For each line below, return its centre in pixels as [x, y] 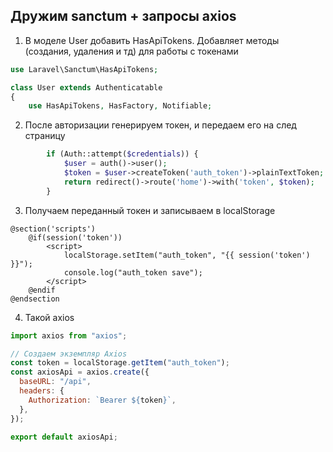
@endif [42, 290]
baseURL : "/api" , [55, 382]
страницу [45, 136]
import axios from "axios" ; [69, 335]
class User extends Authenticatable [86, 87]
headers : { [42, 391]
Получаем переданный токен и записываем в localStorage [150, 210]
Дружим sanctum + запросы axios [123, 16]
